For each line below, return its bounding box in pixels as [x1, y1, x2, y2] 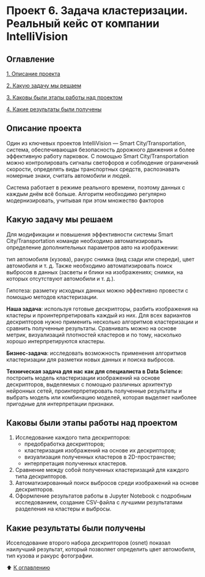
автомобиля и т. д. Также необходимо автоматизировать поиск [6, 262, 173, 269]
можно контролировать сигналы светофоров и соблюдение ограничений [6, 159, 199, 166]
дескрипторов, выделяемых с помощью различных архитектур [6, 380, 173, 388]
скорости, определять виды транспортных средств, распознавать [6, 165, 180, 173]
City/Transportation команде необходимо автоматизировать [6, 237, 163, 244]
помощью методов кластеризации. [6, 293, 98, 300]
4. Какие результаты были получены [6, 106, 102, 113]
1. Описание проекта [6, 70, 60, 77]
